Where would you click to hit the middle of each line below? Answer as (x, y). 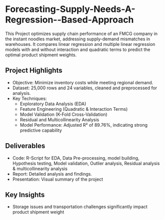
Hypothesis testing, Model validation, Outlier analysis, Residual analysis (86, 163)
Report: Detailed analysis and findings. (52, 174)
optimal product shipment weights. (41, 55)
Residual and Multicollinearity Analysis (59, 119)
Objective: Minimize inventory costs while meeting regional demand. (83, 82)
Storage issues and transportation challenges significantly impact (80, 207)
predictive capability (41, 130)
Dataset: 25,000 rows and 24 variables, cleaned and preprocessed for (85, 88)
